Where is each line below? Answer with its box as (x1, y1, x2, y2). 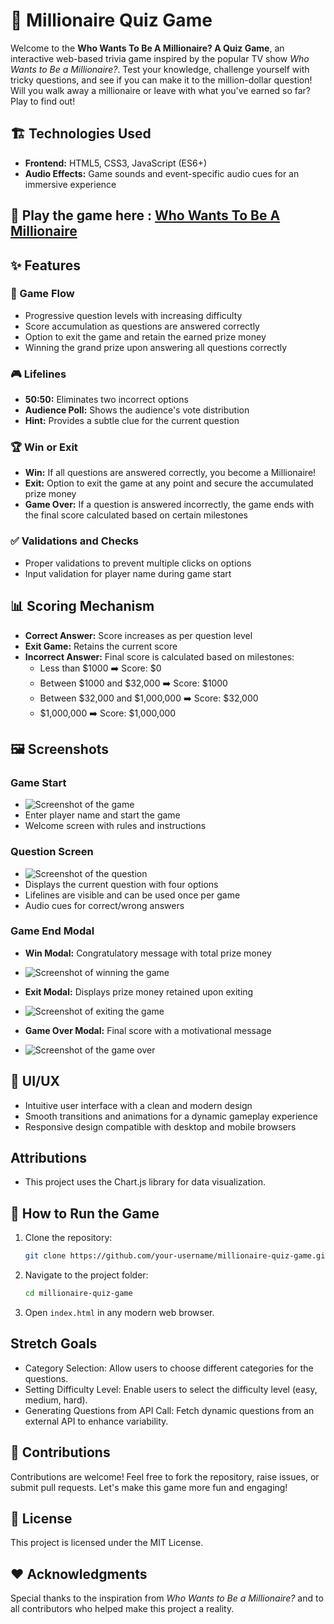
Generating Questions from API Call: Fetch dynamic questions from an (24, 1404, 315, 1416)
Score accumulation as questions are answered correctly (24, 320, 260, 332)
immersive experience (24, 178, 117, 190)
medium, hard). (24, 1394, 88, 1406)
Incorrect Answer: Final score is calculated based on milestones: (24, 650, 295, 663)
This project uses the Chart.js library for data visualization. (24, 1176, 267, 1188)
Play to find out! (10, 95, 76, 107)
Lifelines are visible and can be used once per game (24, 889, 241, 901)
